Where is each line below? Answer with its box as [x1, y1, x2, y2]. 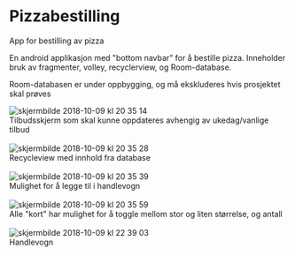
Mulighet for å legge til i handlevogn [9, 180, 140, 191]
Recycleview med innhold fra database [9, 152, 151, 162]
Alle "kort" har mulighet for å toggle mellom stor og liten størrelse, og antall [9, 208, 283, 219]
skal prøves [9, 88, 51, 99]
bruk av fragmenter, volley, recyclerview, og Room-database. [9, 62, 232, 72]
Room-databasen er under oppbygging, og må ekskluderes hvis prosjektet [9, 79, 281, 89]
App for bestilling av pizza [9, 35, 105, 46]
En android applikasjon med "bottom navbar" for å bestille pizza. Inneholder [9, 52, 286, 63]
